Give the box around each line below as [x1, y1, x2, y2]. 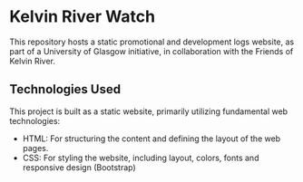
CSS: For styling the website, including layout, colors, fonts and [22, 152, 259, 163]
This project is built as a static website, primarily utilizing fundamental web [9, 106, 288, 117]
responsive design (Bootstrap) [22, 161, 136, 173]
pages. [22, 142, 49, 153]
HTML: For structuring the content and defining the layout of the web [22, 133, 281, 144]
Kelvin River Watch [9, 6, 156, 27]
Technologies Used [9, 81, 121, 97]
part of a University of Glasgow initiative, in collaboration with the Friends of [9, 45, 294, 56]
